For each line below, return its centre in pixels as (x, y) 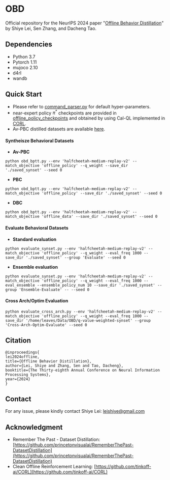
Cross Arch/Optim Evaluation (37, 301)
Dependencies (29, 45)
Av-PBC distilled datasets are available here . (59, 129)
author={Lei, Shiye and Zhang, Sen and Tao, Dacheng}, (64, 365)
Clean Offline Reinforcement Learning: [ (54, 467)
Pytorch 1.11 (25, 62)
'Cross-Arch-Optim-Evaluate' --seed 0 (46, 325)
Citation (18, 341)
